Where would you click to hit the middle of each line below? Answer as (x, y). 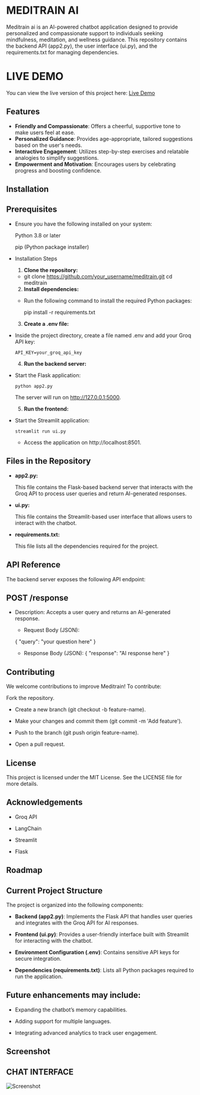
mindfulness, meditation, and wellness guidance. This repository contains (97, 39)
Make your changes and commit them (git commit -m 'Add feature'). (99, 721)
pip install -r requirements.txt (59, 312)
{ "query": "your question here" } (55, 641)
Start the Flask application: (48, 375)
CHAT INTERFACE (40, 1072)
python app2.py (34, 386)
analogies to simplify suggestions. (57, 158)
